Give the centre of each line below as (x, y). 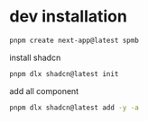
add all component (44, 91)
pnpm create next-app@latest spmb (74, 40)
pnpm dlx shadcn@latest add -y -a (74, 108)
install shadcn (35, 57)
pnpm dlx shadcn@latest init (64, 73)
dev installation (69, 17)
